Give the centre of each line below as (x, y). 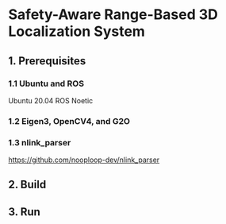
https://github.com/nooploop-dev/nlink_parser (84, 160)
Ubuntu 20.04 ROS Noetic (51, 100)
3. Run (25, 212)
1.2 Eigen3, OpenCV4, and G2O (69, 121)
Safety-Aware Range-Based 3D (113, 15)
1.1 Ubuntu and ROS (46, 83)
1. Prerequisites (47, 61)
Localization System (77, 31)
